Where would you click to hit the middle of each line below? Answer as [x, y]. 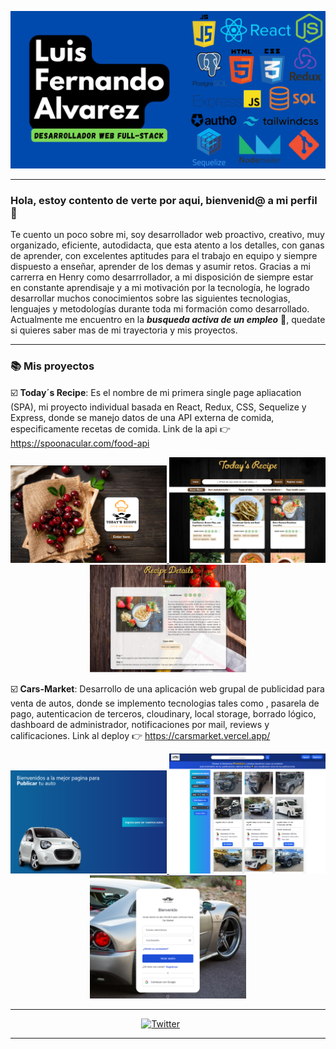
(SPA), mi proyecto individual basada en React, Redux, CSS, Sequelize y [158, 407]
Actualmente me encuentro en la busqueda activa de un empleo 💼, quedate [168, 320]
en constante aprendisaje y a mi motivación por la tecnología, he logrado [160, 288]
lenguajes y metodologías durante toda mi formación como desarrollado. [160, 309]
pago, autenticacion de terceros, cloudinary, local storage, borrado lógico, [163, 713]
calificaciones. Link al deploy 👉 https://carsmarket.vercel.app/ [140, 735]
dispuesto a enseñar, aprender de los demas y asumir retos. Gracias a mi [160, 267]
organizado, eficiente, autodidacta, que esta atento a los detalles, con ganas [167, 245]
